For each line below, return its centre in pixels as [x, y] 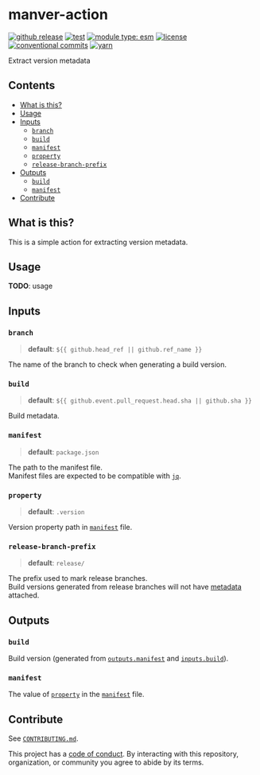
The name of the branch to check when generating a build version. [118, 364]
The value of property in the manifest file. [76, 695]
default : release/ [56, 563]
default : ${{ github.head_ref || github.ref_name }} [115, 349]
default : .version [56, 512]
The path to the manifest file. [56, 467]
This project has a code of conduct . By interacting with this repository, [123, 754]
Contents [32, 86]
